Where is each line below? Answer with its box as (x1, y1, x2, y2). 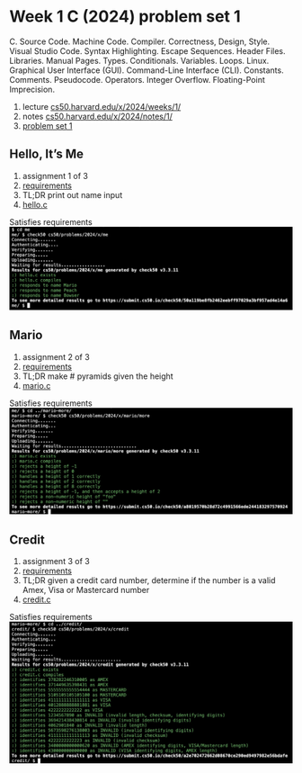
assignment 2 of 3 (22, 351, 90, 362)
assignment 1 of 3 (22, 170, 88, 181)
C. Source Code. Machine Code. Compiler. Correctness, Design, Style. (9, 36, 271, 47)
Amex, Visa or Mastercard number (22, 585, 150, 595)
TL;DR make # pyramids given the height (22, 371, 173, 382)
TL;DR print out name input (22, 189, 123, 200)
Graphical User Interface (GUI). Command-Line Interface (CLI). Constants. (9, 65, 285, 76)
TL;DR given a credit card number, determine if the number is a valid (22, 575, 276, 586)
